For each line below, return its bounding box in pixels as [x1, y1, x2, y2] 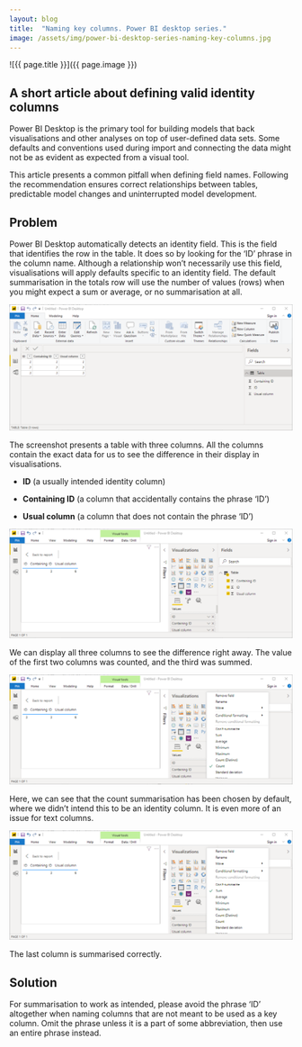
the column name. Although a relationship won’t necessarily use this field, [9, 257, 283, 268]
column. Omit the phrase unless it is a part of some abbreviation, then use [9, 1017, 283, 1028]
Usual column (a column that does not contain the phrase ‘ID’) [22, 510, 254, 521]
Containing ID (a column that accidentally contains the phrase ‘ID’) [22, 493, 270, 504]
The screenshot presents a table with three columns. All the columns [9, 439, 263, 450]
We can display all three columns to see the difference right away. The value [9, 647, 292, 658]
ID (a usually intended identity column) [22, 475, 166, 486]
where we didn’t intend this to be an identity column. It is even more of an [9, 802, 281, 814]
